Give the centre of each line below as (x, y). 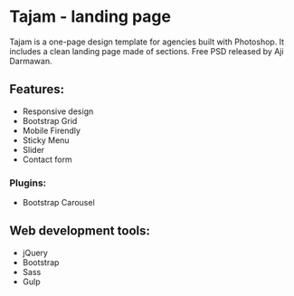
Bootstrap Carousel (58, 203)
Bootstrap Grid (50, 120)
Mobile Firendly (52, 130)
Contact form (47, 159)
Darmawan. (31, 61)
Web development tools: (80, 231)
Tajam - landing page (90, 17)
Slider (33, 149)
